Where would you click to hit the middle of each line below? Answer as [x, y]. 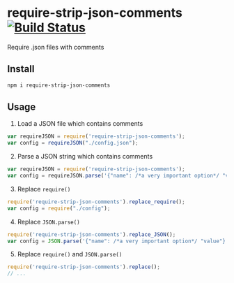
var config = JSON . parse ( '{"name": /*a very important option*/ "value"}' [118, 241]
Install [21, 69]
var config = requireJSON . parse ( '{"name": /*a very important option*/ [113, 176]
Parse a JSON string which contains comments [85, 157]
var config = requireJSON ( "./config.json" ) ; [73, 143]
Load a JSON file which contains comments [80, 124]
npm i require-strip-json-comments [59, 85]
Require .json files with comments [56, 47]
